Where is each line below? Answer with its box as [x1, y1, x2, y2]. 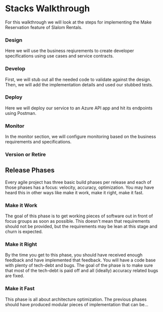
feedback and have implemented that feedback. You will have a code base [5, 257, 156, 263]
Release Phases [5, 166, 55, 175]
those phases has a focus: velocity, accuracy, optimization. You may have [5, 184, 154, 190]
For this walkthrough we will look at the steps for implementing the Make [5, 19, 152, 25]
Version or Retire [5, 151, 46, 158]
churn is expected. [5, 229, 43, 234]
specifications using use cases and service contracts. [5, 53, 114, 59]
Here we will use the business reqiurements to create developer [5, 48, 134, 54]
